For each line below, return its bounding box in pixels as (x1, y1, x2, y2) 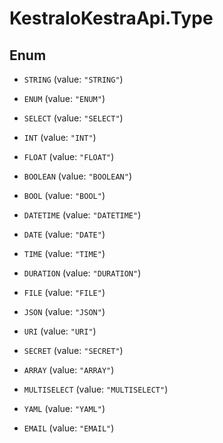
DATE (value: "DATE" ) (23, 228, 106, 240)
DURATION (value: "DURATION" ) (23, 267, 142, 279)
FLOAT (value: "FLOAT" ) (23, 151, 115, 162)
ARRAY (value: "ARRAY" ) (23, 364, 115, 376)
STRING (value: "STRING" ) (23, 73, 124, 85)
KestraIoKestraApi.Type (9, 7, 214, 30)
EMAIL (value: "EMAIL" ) (23, 422, 115, 434)
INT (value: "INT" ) (23, 132, 97, 143)
